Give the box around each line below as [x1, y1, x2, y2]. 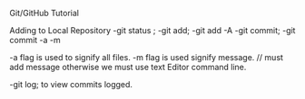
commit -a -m [9, 35, 61, 45]
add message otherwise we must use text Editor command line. [9, 62, 247, 72]
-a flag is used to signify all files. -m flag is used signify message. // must [9, 52, 284, 62]
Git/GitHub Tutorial [9, 8, 80, 18]
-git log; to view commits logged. [9, 79, 133, 89]
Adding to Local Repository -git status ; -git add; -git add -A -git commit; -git [9, 25, 296, 35]
